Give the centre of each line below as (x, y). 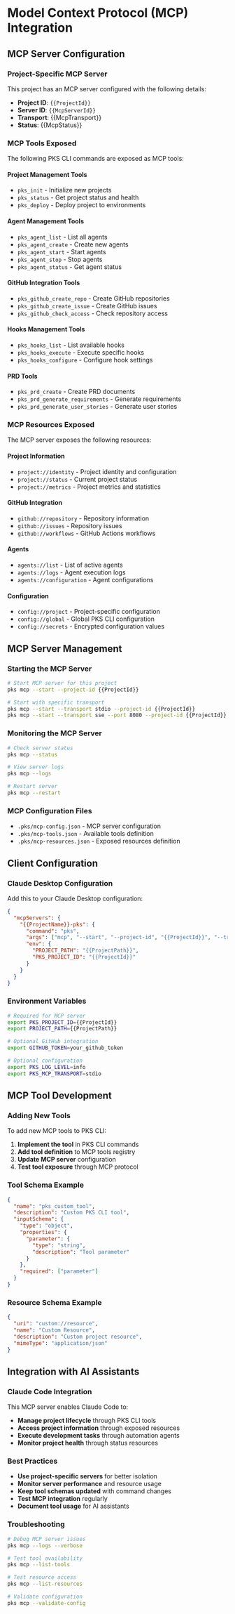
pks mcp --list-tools (39, 1565)
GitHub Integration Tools (44, 283)
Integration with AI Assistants (73, 1371)
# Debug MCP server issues (47, 1539)
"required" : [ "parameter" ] (59, 1272)
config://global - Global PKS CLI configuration (86, 619)
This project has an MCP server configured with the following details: (107, 88)
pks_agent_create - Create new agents (73, 244)
